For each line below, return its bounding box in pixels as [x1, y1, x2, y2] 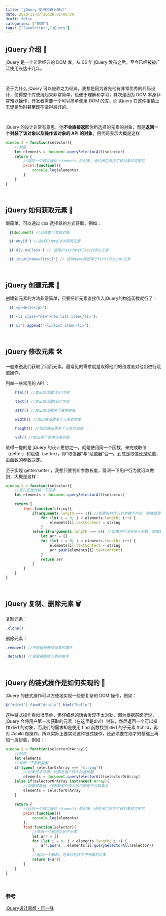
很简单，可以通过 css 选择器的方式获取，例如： [5, 220, 101, 226]
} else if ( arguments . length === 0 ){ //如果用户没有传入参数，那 [32, 529, 156, 534]
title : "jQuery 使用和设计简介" [5, 7, 67, 12]
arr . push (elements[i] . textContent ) [49, 547, 123, 553]
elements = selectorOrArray [23, 788, 81, 793]
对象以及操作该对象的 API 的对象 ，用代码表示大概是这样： [27, 130, 145, 136]
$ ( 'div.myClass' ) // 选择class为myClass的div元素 [9, 248, 109, 253]
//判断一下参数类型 [14, 760, 49, 765]
